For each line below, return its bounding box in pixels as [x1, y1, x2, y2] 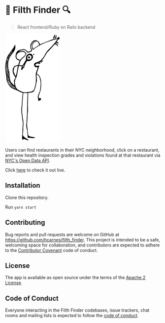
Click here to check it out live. [5, 167, 66, 173]
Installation [5, 181, 40, 190]
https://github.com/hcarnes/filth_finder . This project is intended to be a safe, [5, 237, 161, 242]
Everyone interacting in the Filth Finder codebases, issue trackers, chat [5, 307, 150, 313]
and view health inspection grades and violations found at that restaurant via [5, 152, 161, 158]
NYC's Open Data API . [5, 157, 50, 163]
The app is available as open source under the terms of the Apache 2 [5, 275, 146, 281]
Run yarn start [5, 204, 37, 210]
